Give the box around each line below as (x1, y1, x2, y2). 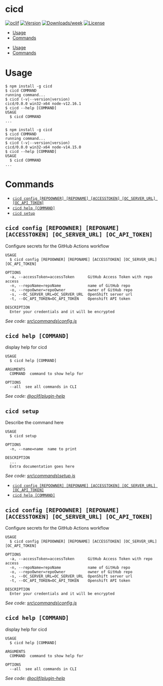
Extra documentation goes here (9, 464, 75, 469)
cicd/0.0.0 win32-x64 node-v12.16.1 (5, 101, 81, 106)
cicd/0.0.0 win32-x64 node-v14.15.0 (5, 144, 81, 150)
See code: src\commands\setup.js (5, 473, 76, 479)
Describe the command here (5, 420, 64, 426)
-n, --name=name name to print (9, 447, 77, 452)
